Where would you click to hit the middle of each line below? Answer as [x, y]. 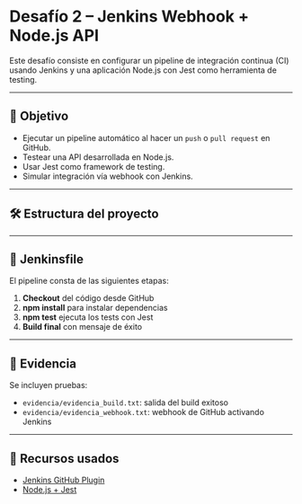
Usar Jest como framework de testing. [93, 166]
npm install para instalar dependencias [95, 308]
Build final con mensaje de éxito [82, 327]
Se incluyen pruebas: [49, 385]
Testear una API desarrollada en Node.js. [98, 157]
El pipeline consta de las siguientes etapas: [89, 281]
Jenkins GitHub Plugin [63, 480]
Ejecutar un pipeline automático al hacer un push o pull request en [146, 137]
